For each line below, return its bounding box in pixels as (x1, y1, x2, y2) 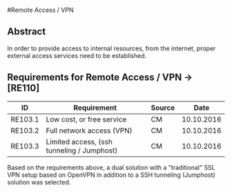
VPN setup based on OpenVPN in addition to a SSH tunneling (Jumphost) (7, 171, 215, 179)
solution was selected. (7, 177, 71, 186)
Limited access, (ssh (46, 137, 113, 146)
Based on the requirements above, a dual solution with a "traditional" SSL (7, 163, 215, 171)
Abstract (7, 26, 46, 37)
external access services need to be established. (7, 51, 147, 59)
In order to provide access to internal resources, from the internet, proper (7, 44, 216, 52)
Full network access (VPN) (46, 126, 133, 135)
